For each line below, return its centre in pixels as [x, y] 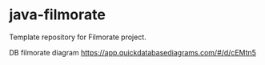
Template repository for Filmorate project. [78, 37]
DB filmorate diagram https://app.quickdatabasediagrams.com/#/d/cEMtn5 [133, 52]
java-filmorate [58, 15]
